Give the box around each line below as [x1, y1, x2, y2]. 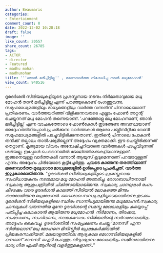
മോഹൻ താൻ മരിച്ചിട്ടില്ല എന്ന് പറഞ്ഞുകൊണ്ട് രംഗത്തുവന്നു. [5, 99, 123, 105]
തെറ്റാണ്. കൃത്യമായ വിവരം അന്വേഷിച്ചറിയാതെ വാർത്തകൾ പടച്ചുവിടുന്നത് [5, 143, 154, 149]
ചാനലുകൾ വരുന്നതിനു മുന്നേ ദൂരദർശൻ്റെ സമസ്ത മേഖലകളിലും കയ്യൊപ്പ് [5, 204, 148, 209]
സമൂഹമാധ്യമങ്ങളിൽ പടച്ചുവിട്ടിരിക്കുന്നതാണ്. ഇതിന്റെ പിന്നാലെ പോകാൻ [5, 132, 150, 138]
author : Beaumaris [5, 7, 42, 12]
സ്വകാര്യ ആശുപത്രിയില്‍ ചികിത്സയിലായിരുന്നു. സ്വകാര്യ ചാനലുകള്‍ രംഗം [5, 182, 153, 187]
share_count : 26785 [5, 44, 45, 48]
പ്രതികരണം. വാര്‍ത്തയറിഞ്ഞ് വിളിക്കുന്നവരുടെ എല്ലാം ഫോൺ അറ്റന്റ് [5, 110, 143, 115]
